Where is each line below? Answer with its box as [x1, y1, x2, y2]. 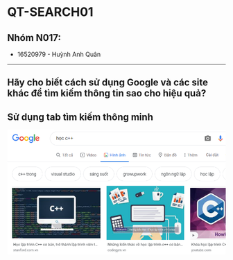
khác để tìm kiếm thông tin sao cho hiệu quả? [7, 87, 207, 99]
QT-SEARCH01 [7, 4, 94, 20]
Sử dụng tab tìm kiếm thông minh [7, 111, 154, 123]
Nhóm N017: [7, 32, 61, 44]
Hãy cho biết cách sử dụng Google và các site [7, 77, 208, 89]
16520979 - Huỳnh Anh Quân [17, 50, 101, 58]
